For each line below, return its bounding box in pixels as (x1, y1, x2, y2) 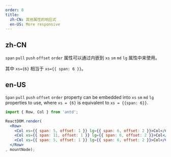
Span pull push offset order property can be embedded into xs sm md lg (5, 94, 154, 100)
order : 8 (5, 7, 24, 13)
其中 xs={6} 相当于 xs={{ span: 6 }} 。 (5, 66, 87, 72)
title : (5, 12, 19, 17)
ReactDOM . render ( (5, 118, 42, 124)
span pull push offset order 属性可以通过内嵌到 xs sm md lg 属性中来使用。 (5, 55, 160, 61)
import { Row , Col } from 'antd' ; (5, 109, 79, 115)
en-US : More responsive (10, 21, 60, 27)
